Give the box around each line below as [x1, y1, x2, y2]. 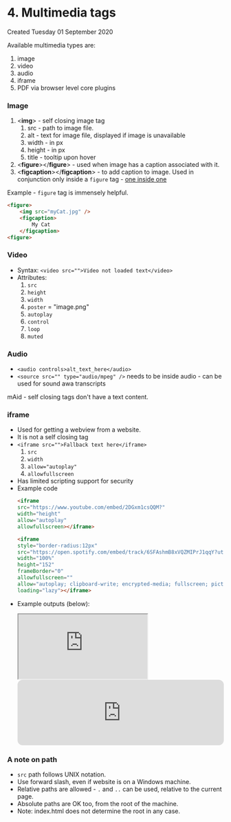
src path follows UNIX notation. [16, 770, 107, 779]
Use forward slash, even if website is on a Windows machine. [16, 777, 191, 785]
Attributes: [16, 273, 47, 281]
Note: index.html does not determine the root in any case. [16, 807, 181, 815]
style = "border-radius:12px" [16, 542, 98, 549]
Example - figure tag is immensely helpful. [7, 188, 129, 197]
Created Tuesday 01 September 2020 [7, 28, 113, 36]
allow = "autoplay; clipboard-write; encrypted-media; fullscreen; [16, 581, 208, 588]
